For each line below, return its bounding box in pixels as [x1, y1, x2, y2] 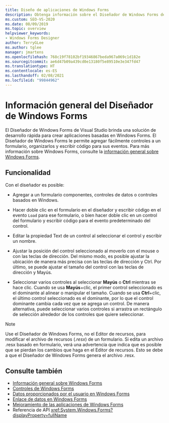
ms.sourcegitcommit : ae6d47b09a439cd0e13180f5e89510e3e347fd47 [5, 59, 141, 64]
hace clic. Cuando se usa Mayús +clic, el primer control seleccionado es [12, 284, 162, 290]
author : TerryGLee [5, 40, 44, 45]
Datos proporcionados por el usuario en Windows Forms [12, 391, 130, 397]
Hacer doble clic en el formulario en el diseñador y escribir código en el [12, 206, 161, 213]
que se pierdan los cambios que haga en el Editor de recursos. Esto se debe [5, 347, 163, 353]
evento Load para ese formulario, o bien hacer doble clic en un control [12, 212, 157, 218]
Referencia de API [12, 407, 50, 413]
